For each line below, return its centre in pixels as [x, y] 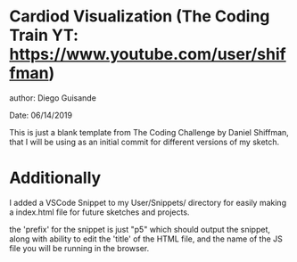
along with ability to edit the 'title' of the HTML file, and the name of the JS [146, 239]
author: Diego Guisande [53, 98]
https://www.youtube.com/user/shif [148, 54]
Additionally [55, 178]
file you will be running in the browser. [79, 248]
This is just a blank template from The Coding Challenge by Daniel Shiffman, [149, 132]
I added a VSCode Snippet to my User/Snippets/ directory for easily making [148, 202]
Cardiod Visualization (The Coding [140, 16]
